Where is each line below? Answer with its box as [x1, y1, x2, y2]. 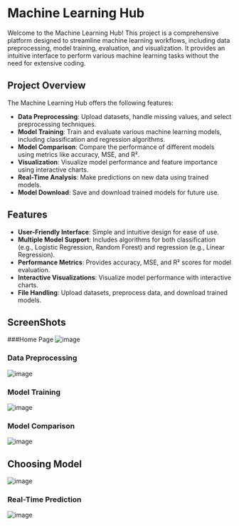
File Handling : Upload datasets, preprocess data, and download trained [17, 288, 228, 296]
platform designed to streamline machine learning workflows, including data [7, 36, 230, 44]
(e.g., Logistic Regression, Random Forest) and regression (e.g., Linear [17, 242, 225, 251]
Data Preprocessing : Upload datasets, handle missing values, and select [17, 112, 232, 120]
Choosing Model [7, 458, 83, 470]
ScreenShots [7, 316, 66, 329]
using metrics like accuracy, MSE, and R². [17, 150, 140, 158]
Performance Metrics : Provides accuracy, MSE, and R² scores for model [17, 258, 232, 267]
